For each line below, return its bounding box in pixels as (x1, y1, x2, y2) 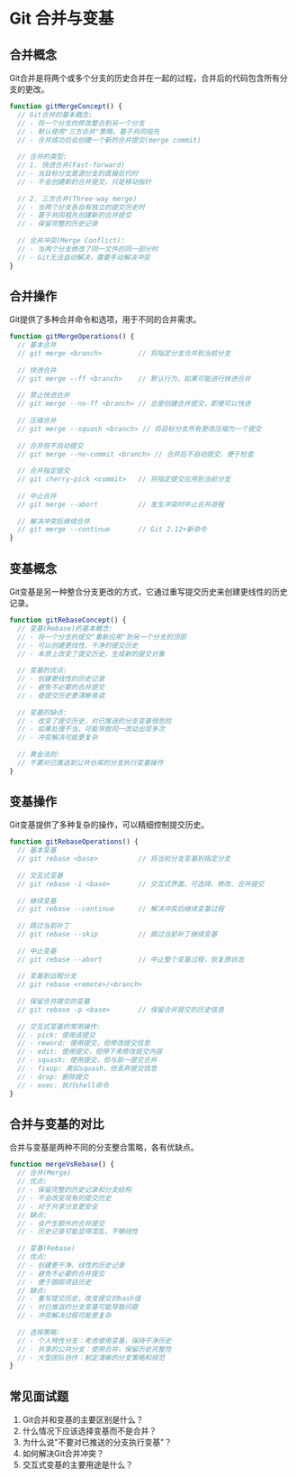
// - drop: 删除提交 (17, 1072, 89, 1081)
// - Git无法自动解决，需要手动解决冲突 (17, 253, 150, 262)
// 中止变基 (17, 947, 57, 956)
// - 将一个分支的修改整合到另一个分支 (17, 118, 146, 127)
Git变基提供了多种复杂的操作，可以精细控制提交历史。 (9, 819, 210, 830)
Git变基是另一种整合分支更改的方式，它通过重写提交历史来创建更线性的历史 (9, 587, 288, 596)
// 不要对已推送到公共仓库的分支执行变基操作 (17, 758, 164, 767)
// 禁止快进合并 (17, 391, 70, 400)
